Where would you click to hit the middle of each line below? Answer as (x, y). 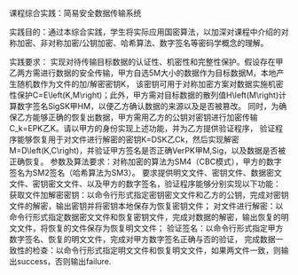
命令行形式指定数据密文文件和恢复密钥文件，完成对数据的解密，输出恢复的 (145, 217)
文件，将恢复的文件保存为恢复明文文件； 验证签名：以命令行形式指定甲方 (150, 228)
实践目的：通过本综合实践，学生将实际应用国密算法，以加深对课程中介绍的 (145, 32)
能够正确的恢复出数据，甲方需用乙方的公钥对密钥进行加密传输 (145, 117)
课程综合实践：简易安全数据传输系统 (75, 13)
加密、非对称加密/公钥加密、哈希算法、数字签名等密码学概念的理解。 (142, 43)
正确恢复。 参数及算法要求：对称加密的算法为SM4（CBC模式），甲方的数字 (145, 161)
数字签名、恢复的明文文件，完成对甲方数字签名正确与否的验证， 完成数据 (142, 239)
